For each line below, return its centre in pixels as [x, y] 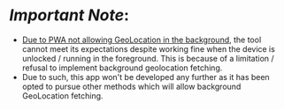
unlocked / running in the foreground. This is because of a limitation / [148, 58]
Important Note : [69, 15]
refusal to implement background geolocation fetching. [122, 68]
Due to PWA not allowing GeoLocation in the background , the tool [142, 40]
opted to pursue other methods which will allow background [131, 86]
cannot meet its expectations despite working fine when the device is [149, 48]
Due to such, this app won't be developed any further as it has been [146, 77]
